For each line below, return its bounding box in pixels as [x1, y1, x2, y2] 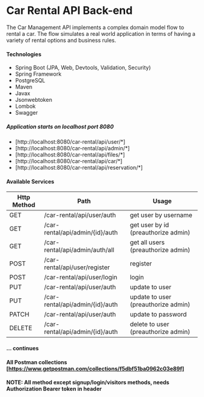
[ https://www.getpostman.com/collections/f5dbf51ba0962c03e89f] [6, 365, 185, 372]
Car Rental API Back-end [6, 4, 133, 18]
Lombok [15, 102, 36, 110]
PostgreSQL [15, 77, 46, 84]
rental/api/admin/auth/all [44, 246, 114, 255]
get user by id [129, 221, 169, 229]
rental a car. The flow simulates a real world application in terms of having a [6, 30, 195, 37]
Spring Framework [15, 70, 62, 78]
